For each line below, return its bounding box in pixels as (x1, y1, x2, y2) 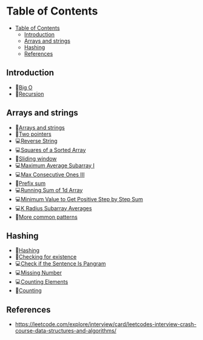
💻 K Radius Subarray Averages (15, 204, 92, 212)
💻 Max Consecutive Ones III (15, 171, 85, 178)
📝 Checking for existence (15, 253, 77, 261)
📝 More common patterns (15, 213, 78, 221)
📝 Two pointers (15, 130, 52, 138)
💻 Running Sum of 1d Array (15, 186, 83, 193)
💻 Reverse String (15, 137, 58, 144)
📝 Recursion (15, 90, 44, 98)
